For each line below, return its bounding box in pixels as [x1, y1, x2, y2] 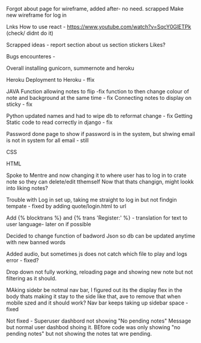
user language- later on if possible [6, 221, 91, 227]
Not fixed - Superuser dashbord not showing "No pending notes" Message [6, 317, 191, 324]
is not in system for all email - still [6, 137, 89, 144]
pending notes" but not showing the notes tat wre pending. [6, 330, 152, 337]
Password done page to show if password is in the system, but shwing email [6, 131, 195, 137]
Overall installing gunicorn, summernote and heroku [6, 64, 135, 72]
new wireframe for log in [6, 11, 67, 19]
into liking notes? [6, 185, 48, 191]
